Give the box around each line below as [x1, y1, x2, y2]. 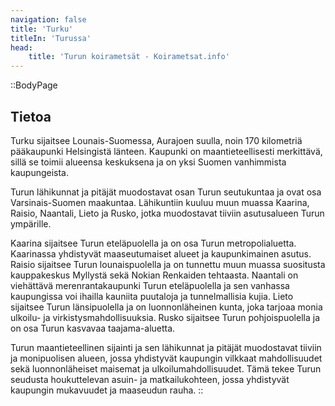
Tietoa [10, 108, 52, 125]
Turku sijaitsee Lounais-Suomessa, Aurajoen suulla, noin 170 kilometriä [10, 134, 303, 146]
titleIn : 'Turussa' [10, 33, 92, 43]
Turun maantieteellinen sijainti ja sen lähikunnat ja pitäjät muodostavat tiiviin [10, 341, 322, 353]
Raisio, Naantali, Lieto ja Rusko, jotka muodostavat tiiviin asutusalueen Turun [10, 207, 325, 219]
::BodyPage [10, 79, 58, 91]
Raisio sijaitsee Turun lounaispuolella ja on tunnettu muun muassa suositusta [10, 258, 326, 270]
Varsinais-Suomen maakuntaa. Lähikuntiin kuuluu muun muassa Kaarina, [10, 196, 310, 208]
